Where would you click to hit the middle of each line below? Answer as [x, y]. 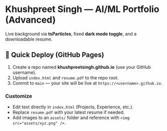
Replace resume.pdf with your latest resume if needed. [68, 112]
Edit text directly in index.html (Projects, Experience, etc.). [73, 107]
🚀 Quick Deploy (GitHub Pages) [55, 55]
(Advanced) [31, 20]
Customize [19, 96]
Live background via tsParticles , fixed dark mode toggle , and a [71, 34]
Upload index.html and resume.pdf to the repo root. [65, 78]
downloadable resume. [29, 39]
